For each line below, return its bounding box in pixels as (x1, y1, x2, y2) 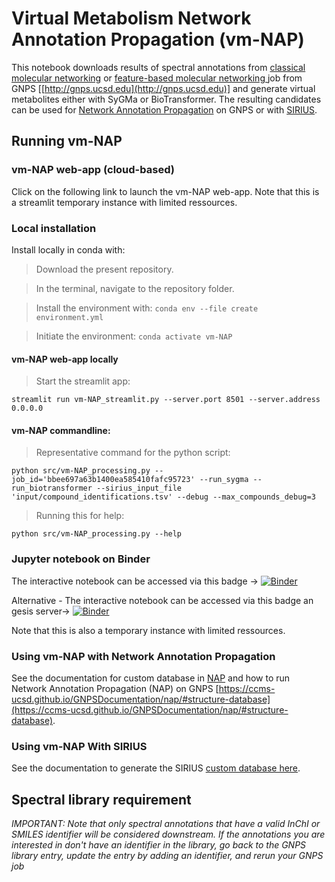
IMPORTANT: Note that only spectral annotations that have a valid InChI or (11, 818, 321, 830)
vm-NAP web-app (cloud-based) (11, 163, 175, 177)
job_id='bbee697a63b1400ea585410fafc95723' (11, 475, 196, 485)
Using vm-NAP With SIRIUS (11, 739, 148, 753)
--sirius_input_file (96, 483, 183, 494)
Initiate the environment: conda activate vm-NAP (35, 330, 233, 342)
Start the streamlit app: (35, 375, 131, 387)
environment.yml (35, 312, 104, 322)
